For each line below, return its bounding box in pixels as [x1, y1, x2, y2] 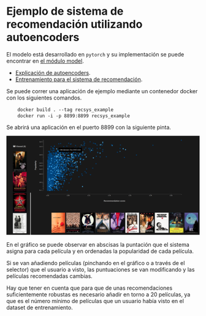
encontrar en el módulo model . [6, 57, 84, 64]
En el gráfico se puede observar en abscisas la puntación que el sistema [6, 241, 190, 249]
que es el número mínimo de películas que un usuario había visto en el [6, 298, 184, 305]
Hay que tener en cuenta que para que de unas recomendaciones [6, 284, 173, 292]
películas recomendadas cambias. [6, 272, 93, 280]
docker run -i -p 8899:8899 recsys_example [17, 112, 131, 119]
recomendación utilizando [6, 17, 143, 31]
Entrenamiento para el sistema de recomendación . [15, 75, 143, 83]
